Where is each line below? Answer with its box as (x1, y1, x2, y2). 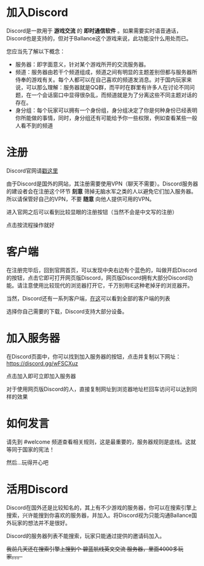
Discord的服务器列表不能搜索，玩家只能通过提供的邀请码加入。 (6, 532, 165, 539)
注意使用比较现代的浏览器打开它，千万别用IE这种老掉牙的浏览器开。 (22, 281, 194, 289)
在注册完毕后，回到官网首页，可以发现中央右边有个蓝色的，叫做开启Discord (6, 266, 197, 274)
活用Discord (6, 482, 68, 496)
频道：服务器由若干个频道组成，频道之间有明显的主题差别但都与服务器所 (15, 68, 197, 75)
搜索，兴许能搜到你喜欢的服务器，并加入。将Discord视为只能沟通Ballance (6, 512, 192, 519)
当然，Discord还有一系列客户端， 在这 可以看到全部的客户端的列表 (6, 294, 170, 302)
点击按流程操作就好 (6, 221, 55, 228)
